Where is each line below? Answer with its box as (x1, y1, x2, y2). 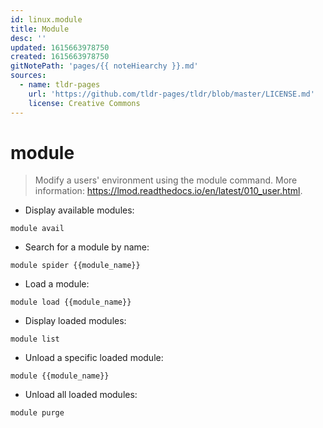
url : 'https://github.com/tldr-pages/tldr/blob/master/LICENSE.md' (28, 89, 315, 99)
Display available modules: (24, 204, 135, 216)
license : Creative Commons (28, 98, 141, 108)
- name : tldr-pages (19, 80, 101, 90)
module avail (10, 224, 65, 234)
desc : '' (10, 33, 47, 43)
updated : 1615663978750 (10, 42, 110, 53)
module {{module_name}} (10, 371, 110, 381)
